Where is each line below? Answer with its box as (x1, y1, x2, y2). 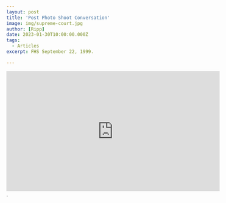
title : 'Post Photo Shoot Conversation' (6, 15, 111, 21)
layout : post (6, 9, 40, 15)
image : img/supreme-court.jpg (6, 20, 83, 26)
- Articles (12, 43, 40, 49)
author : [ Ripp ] (6, 26, 45, 32)
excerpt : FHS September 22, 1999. (6, 49, 94, 55)
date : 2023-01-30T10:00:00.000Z (6, 32, 88, 38)
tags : (6, 37, 20, 43)
